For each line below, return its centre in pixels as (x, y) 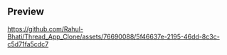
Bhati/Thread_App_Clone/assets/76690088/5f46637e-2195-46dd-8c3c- (114, 36)
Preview (26, 12)
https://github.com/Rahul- (46, 29)
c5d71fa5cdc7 (28, 44)
